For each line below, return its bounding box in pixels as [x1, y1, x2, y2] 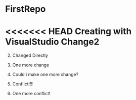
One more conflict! [12, 91, 50, 97]
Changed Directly [12, 52, 48, 58]
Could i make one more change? [12, 72, 79, 77]
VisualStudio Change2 [5, 36, 100, 48]
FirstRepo [5, 3, 46, 15]
